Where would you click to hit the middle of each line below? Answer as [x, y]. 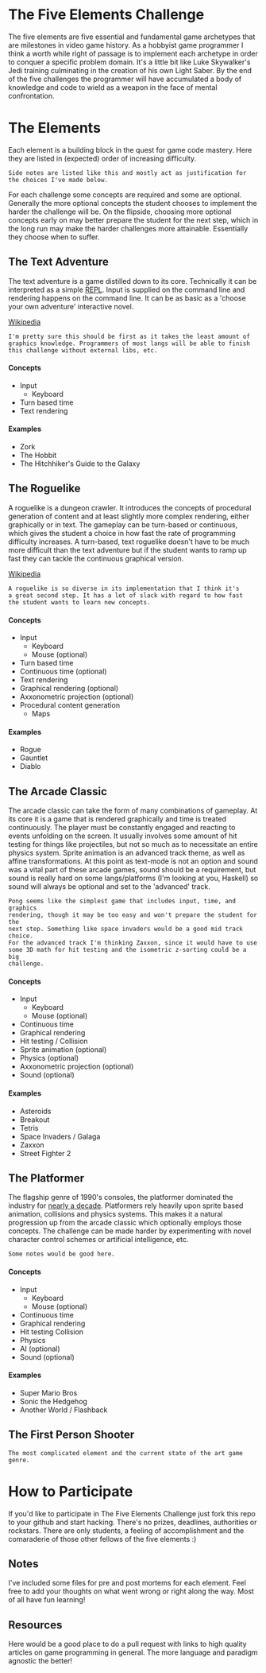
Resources [35, 1625]
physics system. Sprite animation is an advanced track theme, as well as [127, 853]
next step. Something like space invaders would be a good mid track [126, 929]
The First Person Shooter [71, 1435]
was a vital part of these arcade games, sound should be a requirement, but [132, 870]
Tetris [29, 1128]
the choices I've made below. [58, 180]
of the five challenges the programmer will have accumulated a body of [125, 79]
